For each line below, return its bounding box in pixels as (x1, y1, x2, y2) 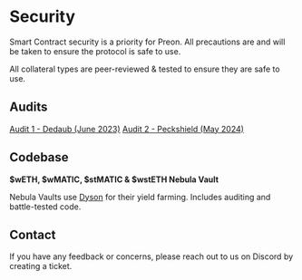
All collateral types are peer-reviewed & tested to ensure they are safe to (9, 63, 280, 74)
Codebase (9, 150, 70, 165)
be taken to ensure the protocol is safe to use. (9, 45, 181, 56)
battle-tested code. (9, 201, 82, 212)
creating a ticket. (9, 261, 73, 272)
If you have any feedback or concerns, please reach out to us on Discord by (9, 251, 294, 262)
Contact (9, 227, 56, 242)
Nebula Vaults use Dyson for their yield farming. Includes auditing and (9, 191, 271, 202)
